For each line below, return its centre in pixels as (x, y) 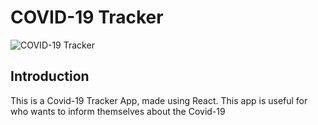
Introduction (50, 76)
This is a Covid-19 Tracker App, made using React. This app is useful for (159, 100)
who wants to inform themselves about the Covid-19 (118, 111)
